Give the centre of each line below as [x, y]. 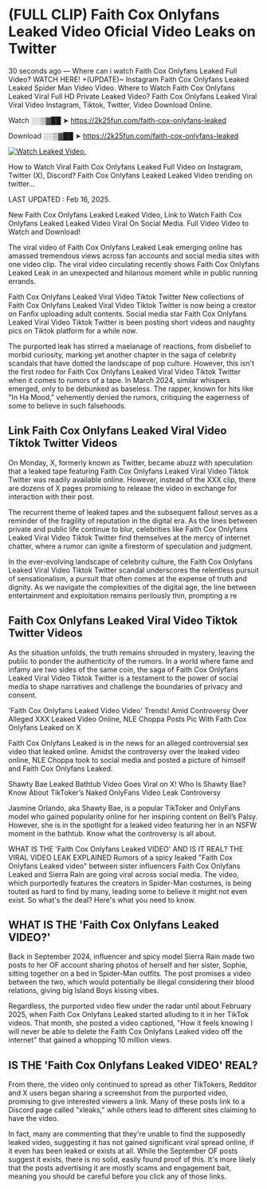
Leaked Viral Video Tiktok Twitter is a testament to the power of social [123, 678]
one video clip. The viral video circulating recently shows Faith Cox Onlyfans [134, 264]
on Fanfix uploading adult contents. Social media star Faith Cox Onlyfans [128, 313]
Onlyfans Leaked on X [45, 727]
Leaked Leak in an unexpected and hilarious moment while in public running [133, 273]
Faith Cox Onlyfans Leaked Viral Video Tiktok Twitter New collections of [126, 297]
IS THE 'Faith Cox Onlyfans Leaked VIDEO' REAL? [133, 1065]
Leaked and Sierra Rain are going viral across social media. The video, [124, 874]
